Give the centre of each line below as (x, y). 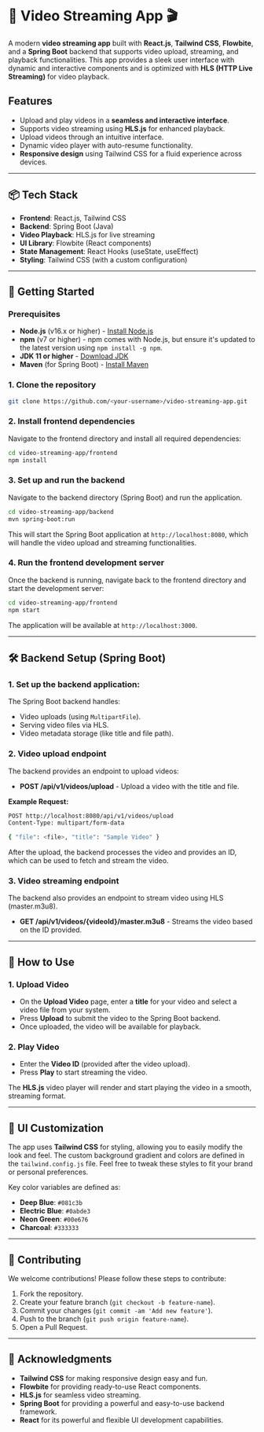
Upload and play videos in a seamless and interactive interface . (124, 120)
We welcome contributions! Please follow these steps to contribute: (117, 1279)
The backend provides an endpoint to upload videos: (93, 771)
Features (30, 101)
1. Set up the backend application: (74, 684)
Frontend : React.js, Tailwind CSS (73, 218)
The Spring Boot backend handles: (64, 702)
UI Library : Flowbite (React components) (85, 243)
